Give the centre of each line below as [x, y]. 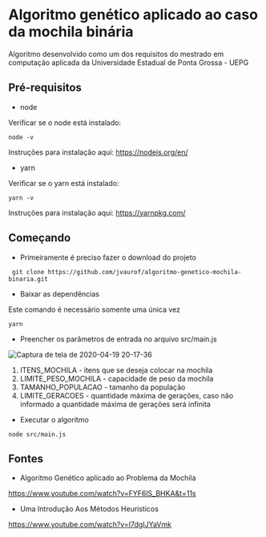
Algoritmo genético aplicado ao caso [133, 15]
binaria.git [28, 279]
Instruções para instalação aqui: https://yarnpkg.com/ [97, 212]
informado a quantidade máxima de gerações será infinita [115, 404]
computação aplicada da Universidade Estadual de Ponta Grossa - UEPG [129, 63]
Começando [40, 238]
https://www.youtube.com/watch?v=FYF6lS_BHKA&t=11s [102, 494]
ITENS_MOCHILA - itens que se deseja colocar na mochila [116, 369]
